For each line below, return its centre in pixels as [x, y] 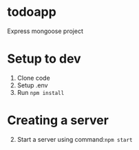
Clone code [33, 78]
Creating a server [58, 120]
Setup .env [32, 85]
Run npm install [41, 92]
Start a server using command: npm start [75, 139]
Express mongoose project [45, 31]
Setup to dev [44, 59]
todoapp [32, 12]
